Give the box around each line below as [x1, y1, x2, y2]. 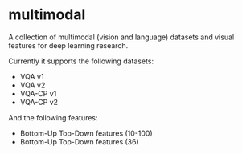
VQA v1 [19, 71, 44, 81]
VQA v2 [19, 80, 46, 90]
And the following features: [8, 112, 98, 122]
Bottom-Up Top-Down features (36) [19, 136, 139, 146]
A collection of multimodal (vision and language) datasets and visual [8, 32, 235, 42]
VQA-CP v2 [19, 97, 59, 107]
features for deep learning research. [8, 40, 129, 50]
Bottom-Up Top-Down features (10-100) [19, 128, 153, 138]
